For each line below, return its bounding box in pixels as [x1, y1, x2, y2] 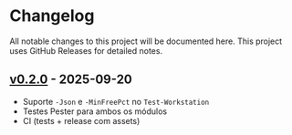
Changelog [9, 5, 95, 26]
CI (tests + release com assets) [22, 115, 141, 126]
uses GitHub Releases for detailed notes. [9, 45, 162, 56]
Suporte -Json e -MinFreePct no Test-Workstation [22, 96, 210, 107]
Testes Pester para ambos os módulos [22, 106, 167, 117]
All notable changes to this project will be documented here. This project [9, 36, 283, 47]
